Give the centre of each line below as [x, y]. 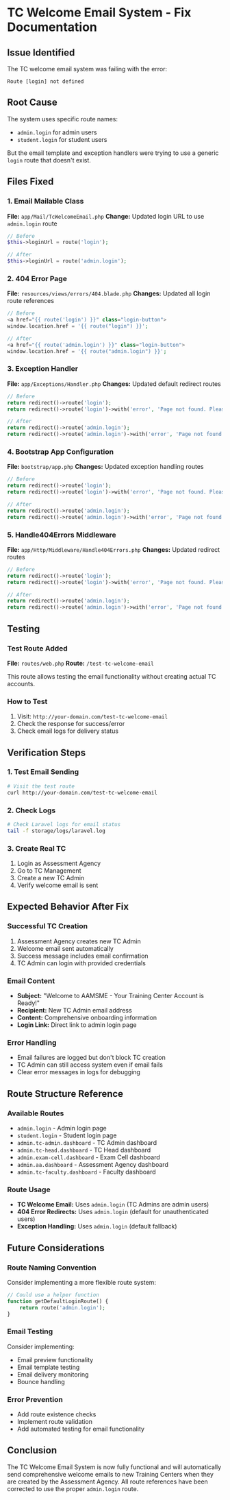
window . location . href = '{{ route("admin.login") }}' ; [87, 351]
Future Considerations [56, 1248]
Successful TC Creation [48, 926]
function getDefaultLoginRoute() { [58, 1301]
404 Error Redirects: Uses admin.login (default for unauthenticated [113, 1212]
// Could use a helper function [53, 1295]
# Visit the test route [41, 786]
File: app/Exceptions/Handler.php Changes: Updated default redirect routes [114, 384]
